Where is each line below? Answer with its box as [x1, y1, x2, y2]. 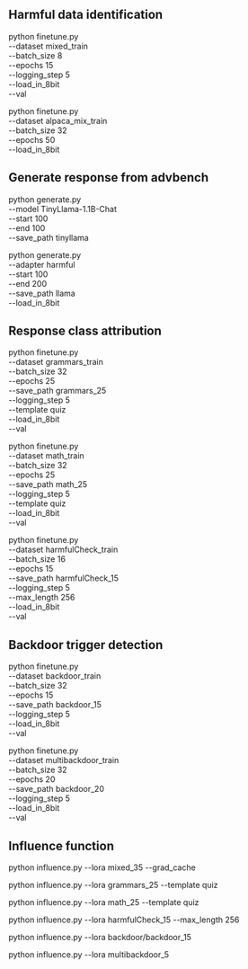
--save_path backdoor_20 [8, 784, 105, 795]
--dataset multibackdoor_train [8, 755, 120, 766]
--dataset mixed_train [8, 40, 89, 51]
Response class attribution [8, 324, 163, 339]
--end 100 [8, 222, 46, 233]
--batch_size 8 [8, 49, 63, 61]
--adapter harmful [8, 259, 75, 270]
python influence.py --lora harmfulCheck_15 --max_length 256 [8, 914, 240, 925]
